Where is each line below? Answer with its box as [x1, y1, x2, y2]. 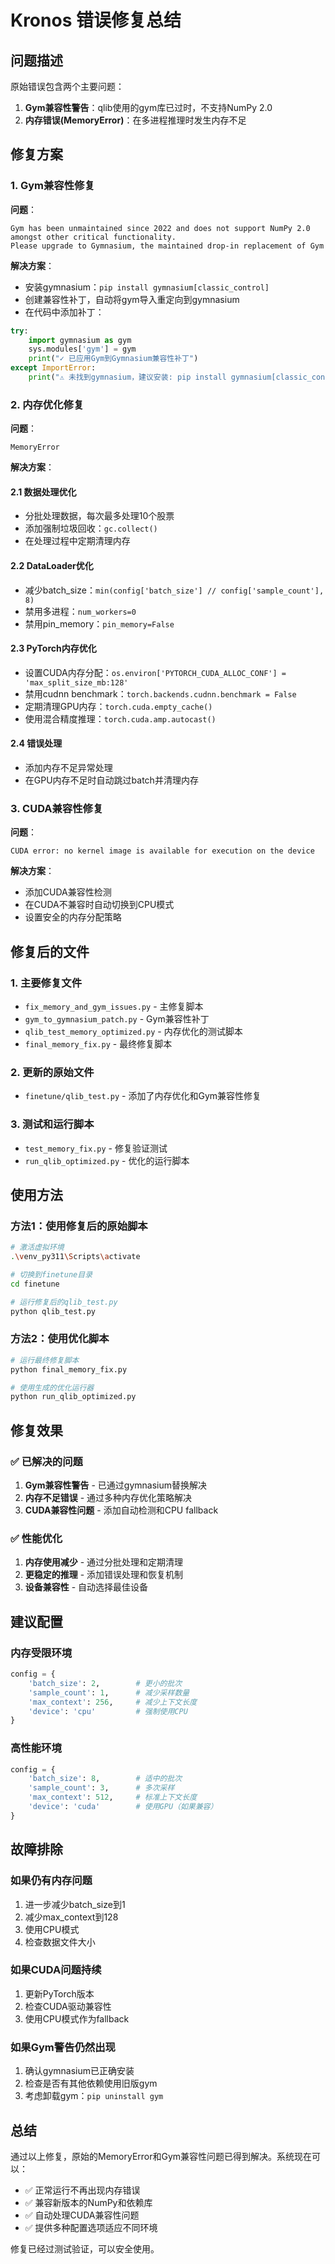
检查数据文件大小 [24, 1936, 96, 1948]
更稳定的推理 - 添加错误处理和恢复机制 [24, 1569, 184, 1581]
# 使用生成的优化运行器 [10, 1382, 95, 1393]
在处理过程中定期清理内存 [24, 535, 131, 547]
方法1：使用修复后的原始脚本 [10, 1219, 148, 1233]
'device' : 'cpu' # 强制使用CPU [28, 1706, 188, 1716]
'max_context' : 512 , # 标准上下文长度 [28, 1792, 198, 1803]
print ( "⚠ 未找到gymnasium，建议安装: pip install [28, 372, 227, 383]
